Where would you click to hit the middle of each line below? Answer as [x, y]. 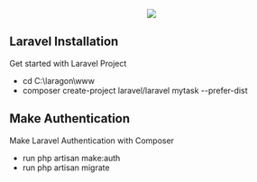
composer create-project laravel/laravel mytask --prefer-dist [135, 90]
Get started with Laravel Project [68, 63]
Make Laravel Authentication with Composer [92, 141]
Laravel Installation [64, 42]
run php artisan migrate [66, 168]
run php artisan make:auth [71, 158]
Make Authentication [70, 118]
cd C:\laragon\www [58, 80]
